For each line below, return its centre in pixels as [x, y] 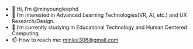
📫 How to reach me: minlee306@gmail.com [65, 40]
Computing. [26, 33]
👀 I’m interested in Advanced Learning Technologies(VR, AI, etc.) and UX [99, 15]
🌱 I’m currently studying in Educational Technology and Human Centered [99, 27]
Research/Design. [33, 21]
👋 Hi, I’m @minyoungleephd [45, 9]
